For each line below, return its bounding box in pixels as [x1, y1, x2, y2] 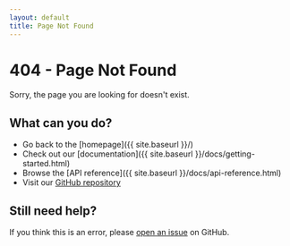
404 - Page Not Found [9, 60, 177, 81]
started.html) [21, 158, 71, 169]
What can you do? [9, 115, 113, 131]
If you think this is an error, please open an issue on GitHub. [9, 227, 230, 238]
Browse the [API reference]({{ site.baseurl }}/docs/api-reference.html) [21, 167, 282, 179]
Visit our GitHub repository [21, 177, 121, 188]
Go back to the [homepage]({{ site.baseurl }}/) [21, 140, 194, 150]
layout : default [9, 13, 70, 22]
